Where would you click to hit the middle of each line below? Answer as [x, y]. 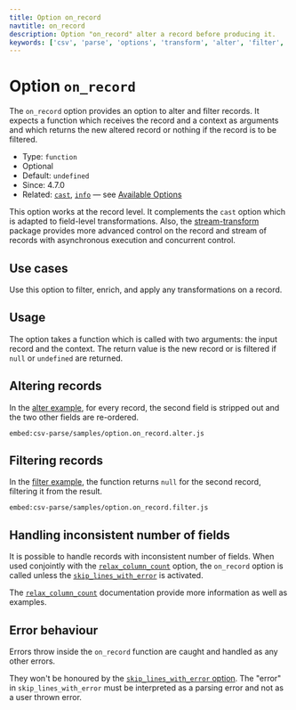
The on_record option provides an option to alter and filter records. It [134, 111]
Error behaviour [54, 630]
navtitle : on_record [48, 26]
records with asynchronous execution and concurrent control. [122, 241]
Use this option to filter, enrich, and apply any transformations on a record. [146, 290]
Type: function [49, 157]
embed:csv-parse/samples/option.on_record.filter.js [109, 508]
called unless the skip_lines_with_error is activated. [106, 575]
